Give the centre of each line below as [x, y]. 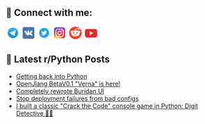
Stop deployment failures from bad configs [77, 98]
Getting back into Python [51, 76]
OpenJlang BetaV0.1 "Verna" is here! [68, 84]
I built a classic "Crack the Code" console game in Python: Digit [107, 106]
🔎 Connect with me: [49, 13]
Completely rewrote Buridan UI [60, 91]
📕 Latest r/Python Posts [58, 60]
